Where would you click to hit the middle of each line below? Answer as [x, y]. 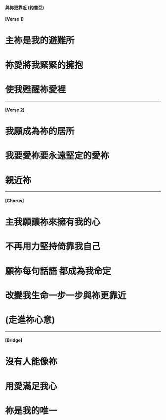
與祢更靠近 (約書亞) [25, 7]
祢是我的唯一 [31, 411]
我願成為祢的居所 [40, 131]
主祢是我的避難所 [40, 41]
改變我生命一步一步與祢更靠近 [66, 295]
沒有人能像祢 [31, 362]
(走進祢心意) [30, 320]
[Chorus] [15, 201]
